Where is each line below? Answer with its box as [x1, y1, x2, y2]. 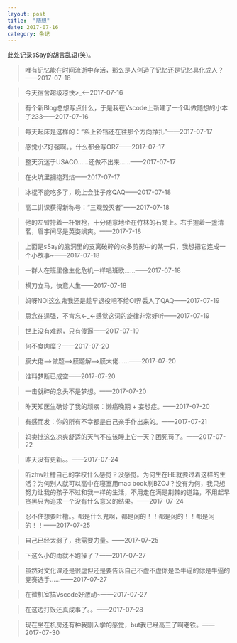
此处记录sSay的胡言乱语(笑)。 [7, 51, 95, 59]
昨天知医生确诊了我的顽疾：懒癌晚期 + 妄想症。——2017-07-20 [24, 403, 211, 411]
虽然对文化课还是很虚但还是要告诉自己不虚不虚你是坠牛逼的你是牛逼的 [24, 566, 231, 575]
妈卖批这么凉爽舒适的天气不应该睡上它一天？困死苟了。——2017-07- [24, 432, 226, 441]
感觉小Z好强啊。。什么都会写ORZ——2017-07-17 [24, 143, 165, 152]
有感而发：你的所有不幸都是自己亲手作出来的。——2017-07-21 [24, 418, 207, 426]
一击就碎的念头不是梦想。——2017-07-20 [24, 387, 147, 395]
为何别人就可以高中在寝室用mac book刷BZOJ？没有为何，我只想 [37, 479, 226, 488]
